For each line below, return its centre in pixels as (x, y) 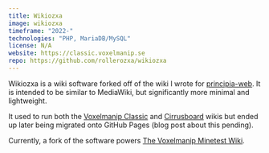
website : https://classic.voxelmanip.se (77, 53)
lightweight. (28, 101)
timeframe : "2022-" (41, 31)
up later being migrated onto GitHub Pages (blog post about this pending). (131, 125)
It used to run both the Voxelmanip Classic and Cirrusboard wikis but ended (133, 116)
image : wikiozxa (35, 23)
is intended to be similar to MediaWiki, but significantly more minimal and (129, 92)
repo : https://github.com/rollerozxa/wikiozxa (88, 61)
